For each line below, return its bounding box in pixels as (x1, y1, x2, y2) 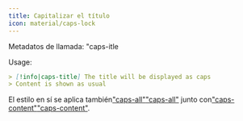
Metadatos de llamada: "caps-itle (8, 41, 119, 51)
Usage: (8, 57, 32, 67)
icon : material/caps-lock (8, 19, 95, 27)
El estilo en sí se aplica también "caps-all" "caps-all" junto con (8, 94, 212, 105)
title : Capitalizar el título (8, 11, 111, 20)
